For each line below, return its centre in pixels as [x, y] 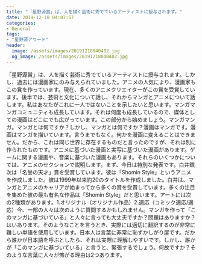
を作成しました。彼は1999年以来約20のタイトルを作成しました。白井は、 [97, 180]
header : [16, 46]
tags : [13, 34]
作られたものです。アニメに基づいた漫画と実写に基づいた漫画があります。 [98, 149]
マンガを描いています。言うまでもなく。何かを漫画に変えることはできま [106, 134]
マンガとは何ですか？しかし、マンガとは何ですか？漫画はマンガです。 [104, 127]
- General [19, 29]
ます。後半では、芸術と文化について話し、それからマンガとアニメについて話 [101, 97]
